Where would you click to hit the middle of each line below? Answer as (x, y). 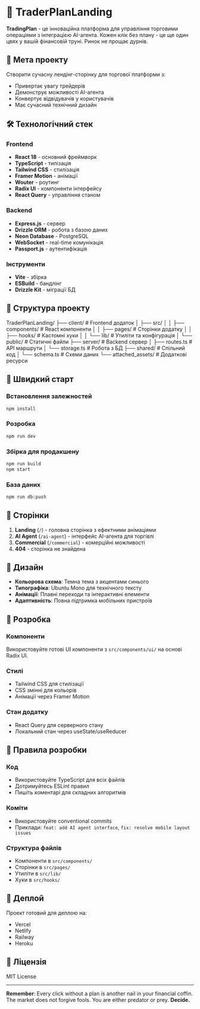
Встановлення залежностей (49, 396)
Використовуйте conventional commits (63, 821)
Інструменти (26, 264)
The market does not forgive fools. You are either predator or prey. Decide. (98, 999)
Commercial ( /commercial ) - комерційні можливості (80, 542)
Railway (24, 937)
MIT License (21, 976)
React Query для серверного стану (59, 725)
